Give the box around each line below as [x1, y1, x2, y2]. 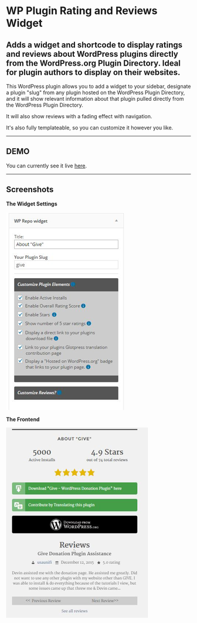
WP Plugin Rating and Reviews [6, 4, 158, 18]
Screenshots [6, 184, 54, 194]
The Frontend [6, 416, 40, 423]
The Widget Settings [6, 200, 57, 207]
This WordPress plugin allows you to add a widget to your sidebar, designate [6, 83, 191, 90]
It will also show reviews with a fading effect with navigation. [6, 113, 152, 119]
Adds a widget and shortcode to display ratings [6, 40, 183, 50]
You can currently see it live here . [6, 162, 87, 169]
